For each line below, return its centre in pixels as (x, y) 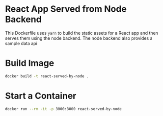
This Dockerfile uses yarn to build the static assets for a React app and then (82, 33)
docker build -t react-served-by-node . (47, 76)
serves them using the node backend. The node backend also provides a (79, 38)
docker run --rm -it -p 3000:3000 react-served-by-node (63, 109)
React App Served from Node (66, 9)
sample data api (21, 43)
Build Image (30, 63)
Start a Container (41, 96)
